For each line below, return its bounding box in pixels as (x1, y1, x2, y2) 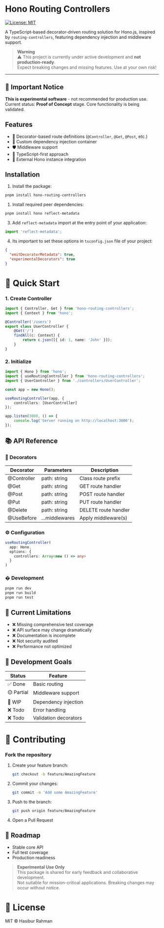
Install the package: (12, 183, 52, 189)
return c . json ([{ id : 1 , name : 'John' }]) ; (22, 337, 112, 342)
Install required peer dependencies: (12, 201, 84, 208)
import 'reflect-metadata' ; (5, 229, 62, 235)
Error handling (33, 706, 66, 713)
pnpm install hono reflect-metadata (5, 211, 80, 216)
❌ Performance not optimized (12, 643, 72, 649)
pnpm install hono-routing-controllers (5, 193, 86, 198)
